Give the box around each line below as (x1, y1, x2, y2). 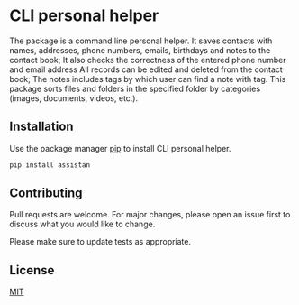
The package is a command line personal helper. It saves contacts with (9, 35, 273, 46)
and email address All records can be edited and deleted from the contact (9, 64, 284, 75)
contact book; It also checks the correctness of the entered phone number (9, 54, 286, 65)
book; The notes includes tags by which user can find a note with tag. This (9, 73, 286, 84)
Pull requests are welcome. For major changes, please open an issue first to (9, 209, 291, 220)
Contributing (9, 186, 83, 201)
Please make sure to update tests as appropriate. (9, 236, 192, 247)
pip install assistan (9, 160, 91, 170)
